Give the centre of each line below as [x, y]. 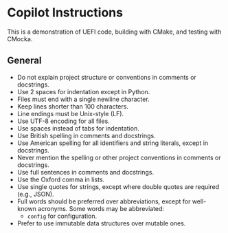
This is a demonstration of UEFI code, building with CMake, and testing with [114, 32]
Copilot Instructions [65, 13]
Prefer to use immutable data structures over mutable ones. [101, 223]
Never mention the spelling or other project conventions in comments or [119, 157]
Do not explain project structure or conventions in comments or [107, 77]
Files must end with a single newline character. [83, 99]
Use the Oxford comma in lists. [61, 179]
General [25, 61]
